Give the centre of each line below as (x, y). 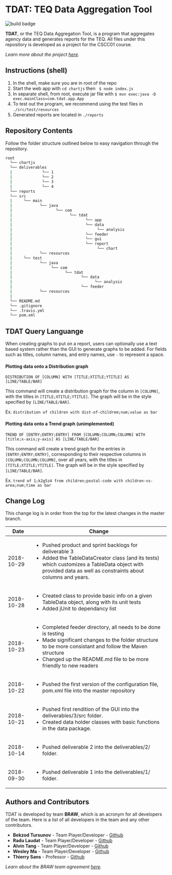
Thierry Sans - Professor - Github (49, 857)
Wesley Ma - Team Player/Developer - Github (61, 851)
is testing (53, 633)
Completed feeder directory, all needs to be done (101, 627)
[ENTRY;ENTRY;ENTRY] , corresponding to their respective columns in (76, 454)
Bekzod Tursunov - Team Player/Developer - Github (68, 835)
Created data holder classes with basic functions (101, 722)
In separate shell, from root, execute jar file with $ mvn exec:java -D (84, 94)
